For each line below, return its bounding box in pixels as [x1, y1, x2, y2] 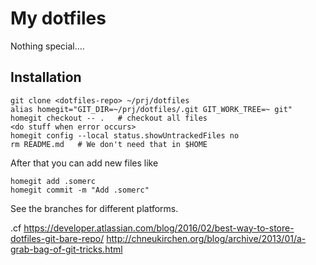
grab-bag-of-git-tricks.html [10, 243, 123, 255]
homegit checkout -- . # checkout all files [10, 113, 208, 123]
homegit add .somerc [10, 176, 97, 186]
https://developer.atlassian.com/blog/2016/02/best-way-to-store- [23, 222, 295, 234]
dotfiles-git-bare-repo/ [10, 232, 105, 244]
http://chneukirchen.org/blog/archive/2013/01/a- [106, 232, 307, 244]
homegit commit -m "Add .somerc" [10, 185, 150, 195]
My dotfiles [10, 7, 107, 30]
